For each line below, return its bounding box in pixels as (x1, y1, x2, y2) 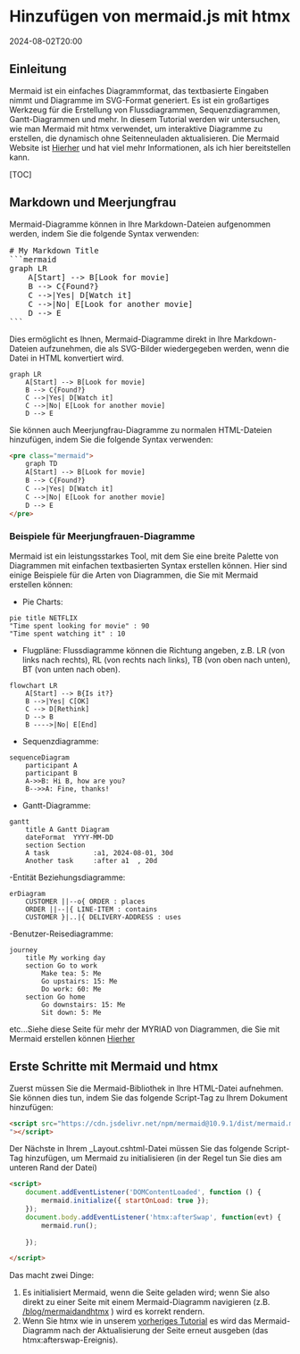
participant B (25, 768, 78, 777)
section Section (25, 841, 87, 850)
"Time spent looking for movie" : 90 (9, 621, 150, 630)
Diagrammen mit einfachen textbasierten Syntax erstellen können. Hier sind (9, 560, 287, 570)
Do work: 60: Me (41, 984, 102, 993)
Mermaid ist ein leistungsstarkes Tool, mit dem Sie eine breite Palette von (9, 551, 279, 561)
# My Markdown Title (9, 245, 100, 255)
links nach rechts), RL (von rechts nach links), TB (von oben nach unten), (21, 654, 291, 665)
